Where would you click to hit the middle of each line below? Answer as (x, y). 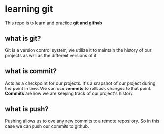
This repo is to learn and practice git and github (54, 23)
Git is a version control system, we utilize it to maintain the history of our (78, 50)
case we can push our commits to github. (47, 126)
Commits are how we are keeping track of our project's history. (69, 93)
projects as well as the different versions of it (51, 55)
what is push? (27, 109)
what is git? (23, 38)
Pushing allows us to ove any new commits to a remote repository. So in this (82, 121)
